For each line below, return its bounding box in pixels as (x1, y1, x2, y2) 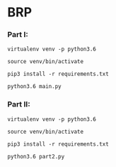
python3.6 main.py (7, 83, 62, 90)
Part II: (7, 99, 30, 109)
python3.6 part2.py (7, 153, 65, 160)
